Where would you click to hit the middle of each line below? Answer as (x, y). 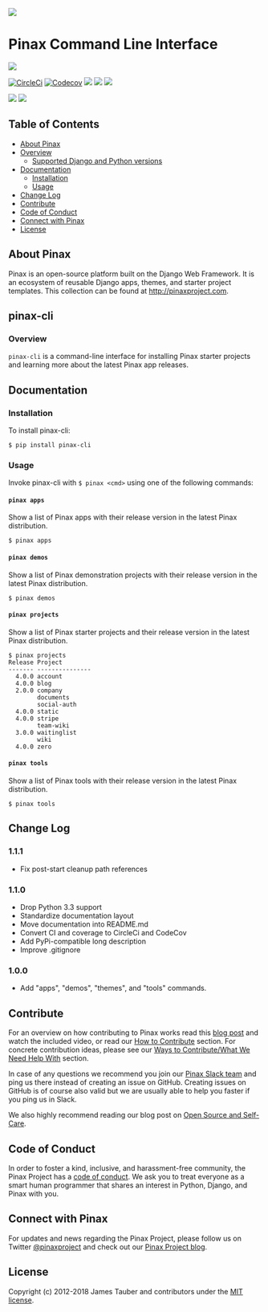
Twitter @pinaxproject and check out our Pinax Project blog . (108, 1247)
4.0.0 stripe (37, 719)
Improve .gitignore (50, 950)
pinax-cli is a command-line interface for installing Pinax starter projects (130, 357)
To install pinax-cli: (39, 430)
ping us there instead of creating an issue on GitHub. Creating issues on (127, 1082)
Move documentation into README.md (84, 924)
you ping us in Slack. (43, 1099)
